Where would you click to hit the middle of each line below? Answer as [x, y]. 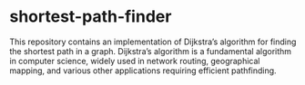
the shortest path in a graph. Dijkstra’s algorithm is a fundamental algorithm [151, 51]
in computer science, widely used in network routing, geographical [135, 61]
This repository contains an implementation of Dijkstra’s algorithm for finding [153, 42]
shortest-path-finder [91, 17]
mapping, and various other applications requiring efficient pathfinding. [143, 71]
